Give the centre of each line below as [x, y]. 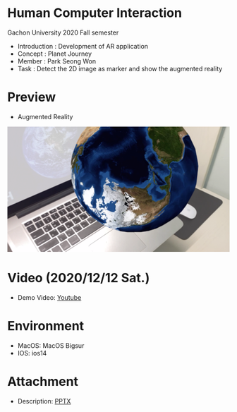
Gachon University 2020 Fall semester [63, 32]
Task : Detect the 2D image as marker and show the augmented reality [120, 68]
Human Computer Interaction [95, 13]
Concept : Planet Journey [55, 54]
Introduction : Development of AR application [83, 46]
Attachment [43, 381]
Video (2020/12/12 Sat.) [79, 278]
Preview [32, 97]
